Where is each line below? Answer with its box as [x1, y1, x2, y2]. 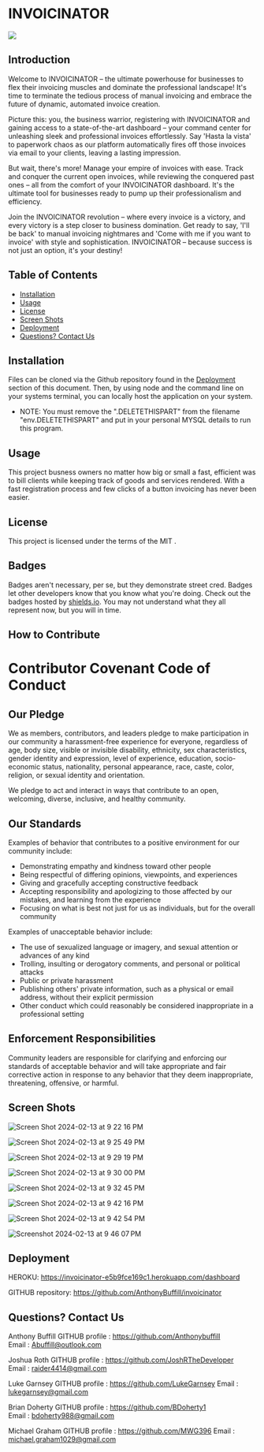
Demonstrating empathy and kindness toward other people [19, 862, 211, 871]
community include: [8, 847, 73, 856]
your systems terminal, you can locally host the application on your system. [8, 392, 253, 401]
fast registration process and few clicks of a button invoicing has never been [8, 484, 257, 493]
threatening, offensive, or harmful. [8, 1078, 120, 1088]
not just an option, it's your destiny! [8, 245, 123, 255]
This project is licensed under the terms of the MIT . [8, 537, 177, 545]
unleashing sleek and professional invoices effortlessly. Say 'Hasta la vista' [8, 131, 251, 140]
